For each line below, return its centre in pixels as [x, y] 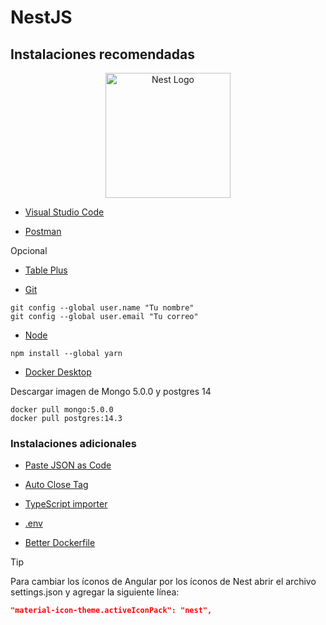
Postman [43, 231]
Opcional [29, 250]
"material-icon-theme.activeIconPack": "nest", [111, 611]
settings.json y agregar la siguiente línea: [95, 592]
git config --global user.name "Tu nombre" [102, 308]
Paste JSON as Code [68, 465]
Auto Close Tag [56, 485]
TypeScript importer [66, 504]
